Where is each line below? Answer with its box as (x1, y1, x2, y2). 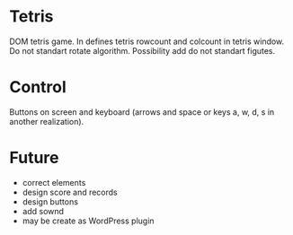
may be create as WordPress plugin (22, 215, 155, 226)
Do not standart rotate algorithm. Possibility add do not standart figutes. (9, 45, 276, 56)
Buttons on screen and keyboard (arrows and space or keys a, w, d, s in (9, 106, 275, 117)
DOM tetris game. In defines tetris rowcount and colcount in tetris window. (9, 36, 285, 47)
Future (9, 148, 60, 168)
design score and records (22, 187, 119, 197)
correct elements (22, 177, 86, 187)
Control (9, 77, 67, 98)
